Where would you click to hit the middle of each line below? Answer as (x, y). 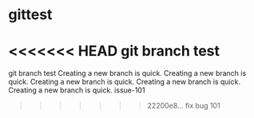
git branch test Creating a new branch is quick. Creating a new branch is (127, 73)
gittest (30, 15)
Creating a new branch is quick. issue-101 (77, 90)
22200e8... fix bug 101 (184, 106)
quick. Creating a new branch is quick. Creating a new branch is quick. (125, 82)
